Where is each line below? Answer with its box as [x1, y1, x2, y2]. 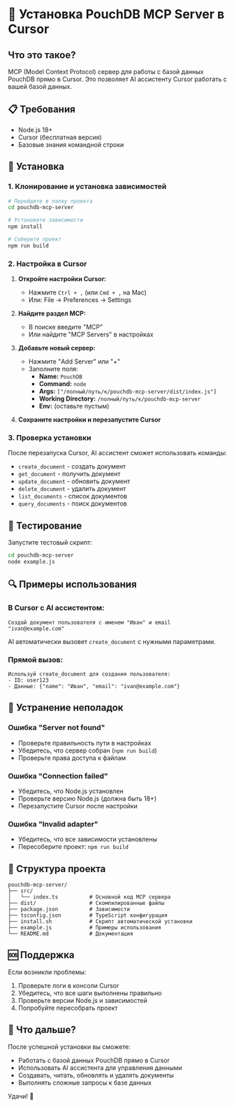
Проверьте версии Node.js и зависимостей [17, 996, 147, 1004]
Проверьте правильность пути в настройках [17, 738, 152, 747]
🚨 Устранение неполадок [8, 702, 124, 714]
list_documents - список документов [17, 492, 128, 501]
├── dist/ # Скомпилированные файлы [8, 899, 165, 906]
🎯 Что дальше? [8, 1024, 76, 1036]
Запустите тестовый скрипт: [8, 538, 93, 547]
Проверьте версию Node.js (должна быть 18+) [17, 794, 156, 803]
